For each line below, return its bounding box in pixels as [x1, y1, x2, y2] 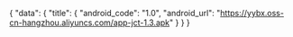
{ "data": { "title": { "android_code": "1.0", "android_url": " [9, 8, 221, 18]
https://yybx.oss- [220, 8, 284, 18]
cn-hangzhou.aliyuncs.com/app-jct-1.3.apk [9, 17, 170, 28]
